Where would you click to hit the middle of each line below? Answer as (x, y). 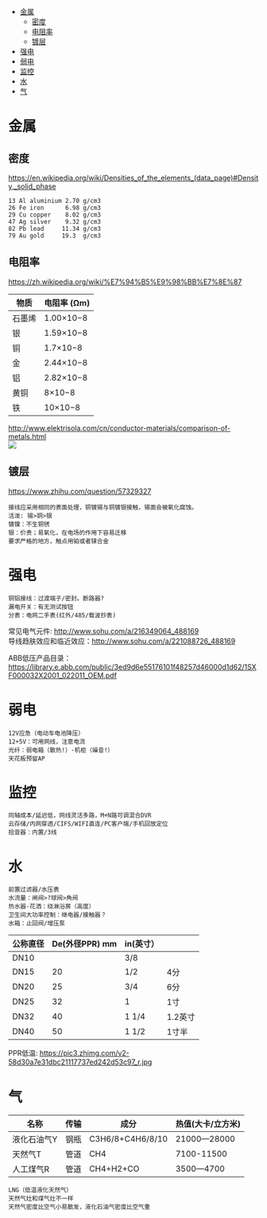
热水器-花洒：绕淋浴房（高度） (52, 907)
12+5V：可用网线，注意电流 (47, 742)
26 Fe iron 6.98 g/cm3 (55, 208)
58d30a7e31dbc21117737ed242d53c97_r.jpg (80, 1062)
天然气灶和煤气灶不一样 (41, 1199)
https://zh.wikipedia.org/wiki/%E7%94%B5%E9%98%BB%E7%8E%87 (125, 282)
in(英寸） (141, 944)
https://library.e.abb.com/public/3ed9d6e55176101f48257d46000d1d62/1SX (132, 666)
